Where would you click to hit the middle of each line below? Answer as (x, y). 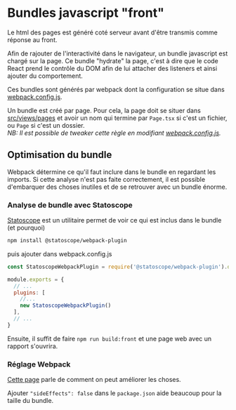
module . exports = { (36, 279)
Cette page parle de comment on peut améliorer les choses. (94, 380)
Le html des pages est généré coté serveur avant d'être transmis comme (112, 32)
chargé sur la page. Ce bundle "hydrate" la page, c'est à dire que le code (113, 60)
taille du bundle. (31, 401)
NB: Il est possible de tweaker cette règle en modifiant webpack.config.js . (114, 133)
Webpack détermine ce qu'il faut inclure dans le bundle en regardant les (112, 172)
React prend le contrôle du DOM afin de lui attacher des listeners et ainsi (112, 68)
